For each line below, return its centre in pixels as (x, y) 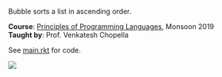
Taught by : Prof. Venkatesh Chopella (69, 35)
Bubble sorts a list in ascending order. (70, 11)
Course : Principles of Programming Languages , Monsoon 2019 (111, 26)
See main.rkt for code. (45, 50)
